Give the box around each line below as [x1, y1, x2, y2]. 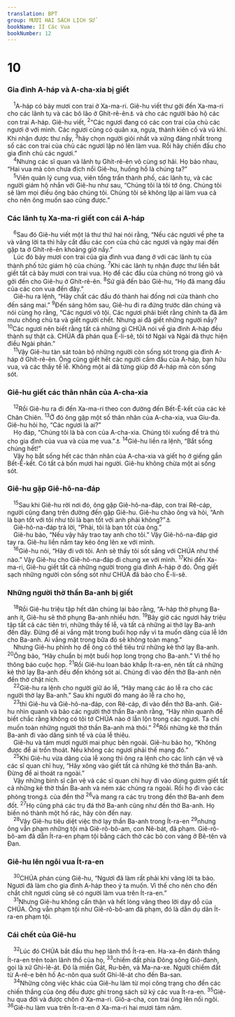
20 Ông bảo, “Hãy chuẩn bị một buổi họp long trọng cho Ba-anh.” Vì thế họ [7, 650, 220, 660]
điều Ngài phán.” [7, 339, 56, 347]
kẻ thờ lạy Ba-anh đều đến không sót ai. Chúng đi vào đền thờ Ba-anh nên [7, 668, 222, 676]
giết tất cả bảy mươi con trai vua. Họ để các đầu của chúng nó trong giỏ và [7, 269, 223, 277]
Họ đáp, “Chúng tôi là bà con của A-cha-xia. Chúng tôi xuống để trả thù [13, 428, 220, 436]
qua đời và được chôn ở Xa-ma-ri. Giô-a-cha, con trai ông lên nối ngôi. [16, 995, 219, 1003]
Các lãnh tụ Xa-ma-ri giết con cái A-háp [7, 213, 145, 223]
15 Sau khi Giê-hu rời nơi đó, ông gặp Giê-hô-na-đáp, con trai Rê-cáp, [13, 500, 212, 510]
